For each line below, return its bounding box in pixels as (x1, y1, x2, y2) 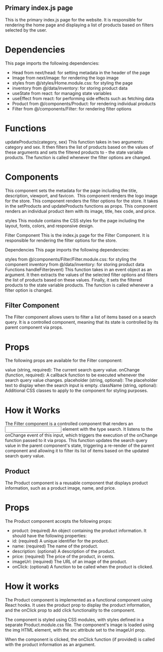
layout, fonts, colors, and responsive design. (5, 223, 94, 229)
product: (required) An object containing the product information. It (12, 528, 147, 534)
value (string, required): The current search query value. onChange (5, 367, 140, 373)
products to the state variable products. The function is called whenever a (5, 282, 153, 288)
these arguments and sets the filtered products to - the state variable (5, 149, 144, 155)
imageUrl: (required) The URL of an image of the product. (12, 559, 127, 564)
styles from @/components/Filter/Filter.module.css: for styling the (5, 256, 137, 262)
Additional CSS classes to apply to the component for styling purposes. (5, 388, 148, 393)
